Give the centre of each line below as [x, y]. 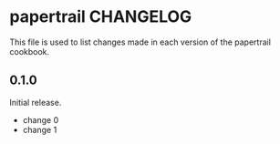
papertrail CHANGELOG [101, 17]
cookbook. [30, 51]
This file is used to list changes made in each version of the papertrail [140, 42]
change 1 [40, 129]
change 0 [41, 119]
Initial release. [36, 102]
